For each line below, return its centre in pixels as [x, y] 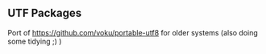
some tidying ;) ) [35, 41]
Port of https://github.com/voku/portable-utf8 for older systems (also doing [133, 32]
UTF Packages [45, 13]
